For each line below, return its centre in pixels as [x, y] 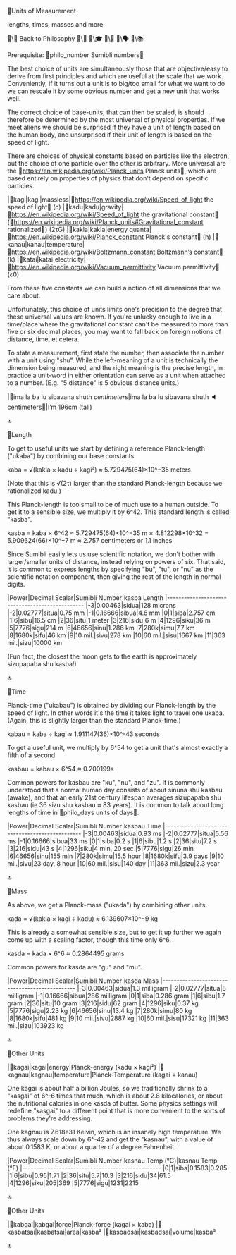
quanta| [140, 229]
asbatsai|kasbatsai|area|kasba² [55, 1232]
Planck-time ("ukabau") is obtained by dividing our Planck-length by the [112, 705]
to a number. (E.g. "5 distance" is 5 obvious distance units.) [93, 383]
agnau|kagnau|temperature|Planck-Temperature [79, 1075]
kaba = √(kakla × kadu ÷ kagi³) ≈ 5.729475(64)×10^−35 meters [99, 470]
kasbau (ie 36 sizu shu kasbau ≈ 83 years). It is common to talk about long [116, 805]
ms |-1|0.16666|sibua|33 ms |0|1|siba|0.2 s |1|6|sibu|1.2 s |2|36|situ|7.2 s [112, 841]
